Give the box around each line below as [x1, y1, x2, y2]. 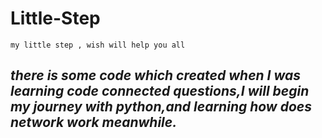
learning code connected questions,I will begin [10, 83, 310, 100]
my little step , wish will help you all [10, 40, 186, 50]
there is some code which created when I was [10, 67, 301, 84]
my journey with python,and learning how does [10, 98, 312, 116]
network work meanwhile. [10, 114, 178, 131]
